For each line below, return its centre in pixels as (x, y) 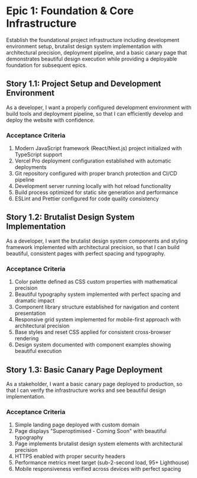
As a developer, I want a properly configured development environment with (99, 107)
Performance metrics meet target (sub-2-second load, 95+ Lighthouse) (102, 463)
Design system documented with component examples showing (93, 345)
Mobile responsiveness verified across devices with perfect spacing (98, 469)
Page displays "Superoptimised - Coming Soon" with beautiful (91, 431)
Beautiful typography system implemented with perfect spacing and (98, 294)
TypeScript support (38, 155)
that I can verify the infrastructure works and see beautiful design (86, 390)
